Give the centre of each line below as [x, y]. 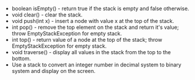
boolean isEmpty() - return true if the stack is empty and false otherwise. [100, 9]
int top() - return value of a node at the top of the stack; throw [87, 40]
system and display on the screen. [53, 71]
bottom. [21, 59]
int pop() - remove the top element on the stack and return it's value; [95, 27]
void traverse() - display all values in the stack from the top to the [91, 52]
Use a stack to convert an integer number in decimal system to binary [96, 65]
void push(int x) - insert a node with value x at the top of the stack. [93, 21]
